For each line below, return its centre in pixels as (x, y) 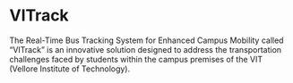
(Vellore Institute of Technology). (70, 69)
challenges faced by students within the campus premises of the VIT (136, 59)
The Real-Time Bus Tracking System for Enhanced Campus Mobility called (146, 40)
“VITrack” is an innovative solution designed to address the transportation (146, 49)
